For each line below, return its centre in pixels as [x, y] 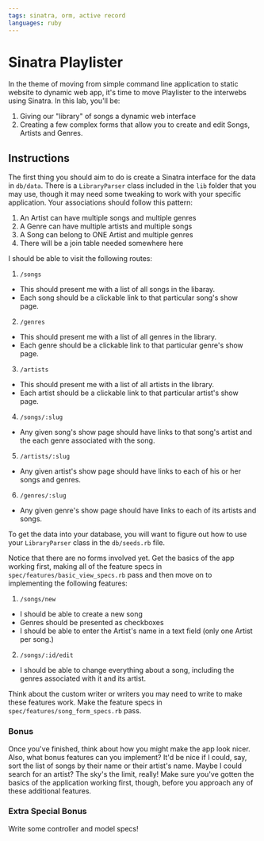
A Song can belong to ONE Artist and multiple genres [106, 235]
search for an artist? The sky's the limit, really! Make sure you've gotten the [131, 774]
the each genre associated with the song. [87, 440]
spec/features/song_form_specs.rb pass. [75, 711]
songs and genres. [50, 480]
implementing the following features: [68, 583]
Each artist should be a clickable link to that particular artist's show [129, 393]
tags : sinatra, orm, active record [67, 15]
